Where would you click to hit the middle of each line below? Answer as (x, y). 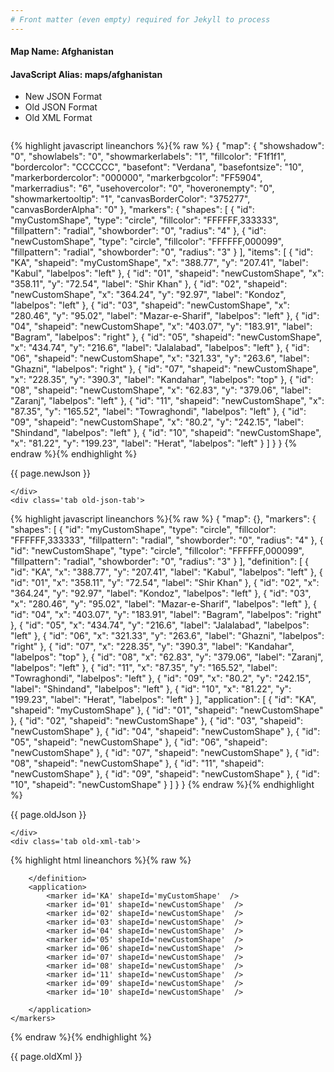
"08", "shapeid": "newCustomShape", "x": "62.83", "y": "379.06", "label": (161, 390)
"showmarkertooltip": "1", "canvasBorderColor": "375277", (130, 199)
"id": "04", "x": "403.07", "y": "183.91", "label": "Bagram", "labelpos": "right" (166, 615)
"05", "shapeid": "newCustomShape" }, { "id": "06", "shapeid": (139, 742)
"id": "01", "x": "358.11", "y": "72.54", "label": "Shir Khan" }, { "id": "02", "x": (165, 583)
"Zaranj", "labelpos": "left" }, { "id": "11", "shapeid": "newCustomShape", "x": (167, 401)
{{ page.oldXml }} (46, 1057)
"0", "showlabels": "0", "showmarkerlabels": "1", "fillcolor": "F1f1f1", (148, 157)
